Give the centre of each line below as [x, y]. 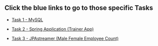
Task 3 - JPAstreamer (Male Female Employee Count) [65, 38]
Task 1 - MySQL [27, 19]
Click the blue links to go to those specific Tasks [79, 8]
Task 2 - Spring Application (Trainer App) [53, 29]
